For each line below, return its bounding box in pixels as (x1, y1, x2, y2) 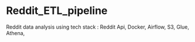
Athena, (6, 29, 25, 36)
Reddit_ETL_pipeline (6, 4, 108, 17)
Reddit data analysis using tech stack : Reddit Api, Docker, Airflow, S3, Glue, (6, 23, 189, 30)
